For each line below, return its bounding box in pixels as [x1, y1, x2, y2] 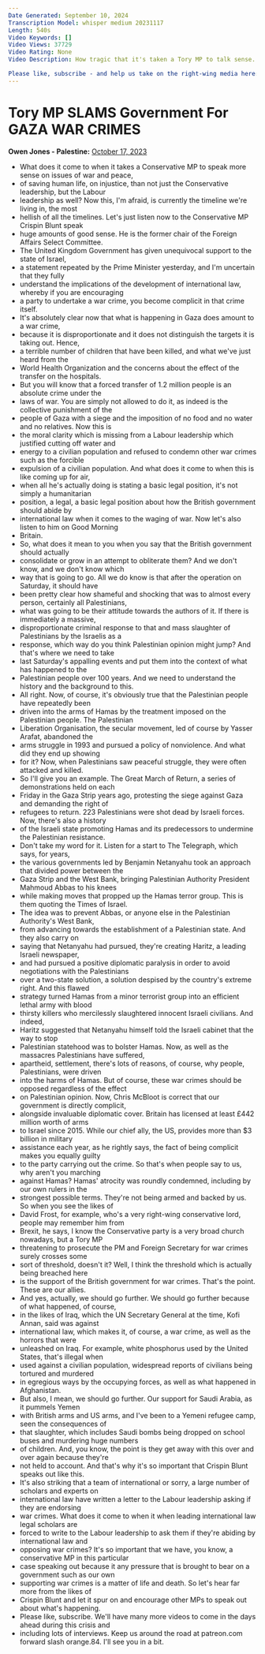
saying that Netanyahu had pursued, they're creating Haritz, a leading [19, 941, 247, 950]
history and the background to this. [19, 681, 134, 691]
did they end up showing [19, 749, 101, 758]
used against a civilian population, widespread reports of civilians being [19, 1360, 253, 1369]
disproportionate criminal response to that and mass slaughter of [19, 622, 231, 632]
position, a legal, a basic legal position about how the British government [19, 497, 256, 506]
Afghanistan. [19, 1385, 62, 1395]
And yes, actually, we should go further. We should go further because [19, 1293, 250, 1302]
